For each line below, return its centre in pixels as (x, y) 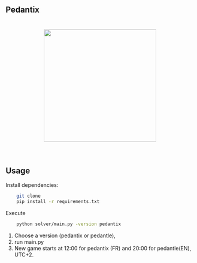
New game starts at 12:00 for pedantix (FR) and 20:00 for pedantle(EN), (103, 248)
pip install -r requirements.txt (58, 202)
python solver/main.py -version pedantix (69, 224)
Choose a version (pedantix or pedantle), (65, 235)
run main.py (29, 241)
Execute (16, 213)
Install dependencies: (32, 185)
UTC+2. (24, 255)
